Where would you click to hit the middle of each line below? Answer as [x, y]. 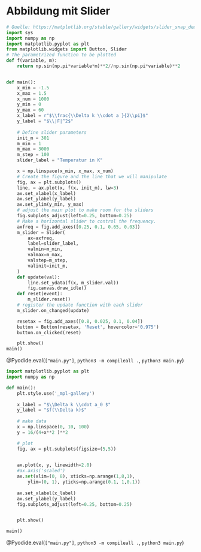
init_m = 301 [33, 138]
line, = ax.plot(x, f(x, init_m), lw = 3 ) [68, 188]
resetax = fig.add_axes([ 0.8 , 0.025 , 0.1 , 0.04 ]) [80, 321]
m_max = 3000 [33, 149]
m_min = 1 [29, 143]
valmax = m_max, [45, 255]
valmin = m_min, [45, 249]
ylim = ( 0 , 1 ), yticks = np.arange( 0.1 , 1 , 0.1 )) [84, 482]
